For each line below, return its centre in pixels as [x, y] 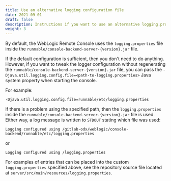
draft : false [19, 19]
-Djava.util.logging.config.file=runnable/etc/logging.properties [77, 100]
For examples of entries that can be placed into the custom [67, 162]
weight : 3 [16, 29]
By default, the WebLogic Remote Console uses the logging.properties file [84, 43]
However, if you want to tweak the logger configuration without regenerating [85, 64]
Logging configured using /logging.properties [55, 153]
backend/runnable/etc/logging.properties [50, 134]
